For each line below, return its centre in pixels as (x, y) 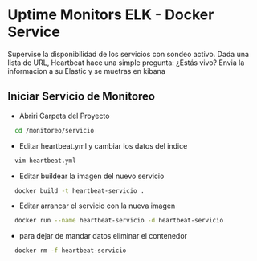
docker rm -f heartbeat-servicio (71, 251)
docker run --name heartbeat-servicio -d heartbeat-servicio (119, 221)
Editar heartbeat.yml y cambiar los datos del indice (103, 145)
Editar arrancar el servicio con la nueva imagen (97, 206)
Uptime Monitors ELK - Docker (111, 15)
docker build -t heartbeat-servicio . (80, 190)
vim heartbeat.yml (46, 161)
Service (34, 32)
